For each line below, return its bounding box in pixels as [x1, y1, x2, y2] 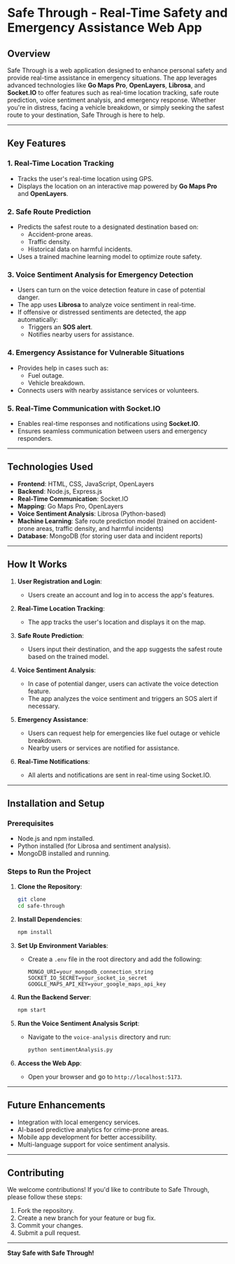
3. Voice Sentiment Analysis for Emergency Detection [7, 269, 194, 279]
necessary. [27, 702, 60, 710]
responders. [17, 434, 53, 442]
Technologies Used [7, 461, 93, 473]
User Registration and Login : [17, 577, 103, 585]
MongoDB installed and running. [17, 849, 111, 858]
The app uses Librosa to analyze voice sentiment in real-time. [17, 301, 196, 309]
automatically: [17, 315, 58, 324]
